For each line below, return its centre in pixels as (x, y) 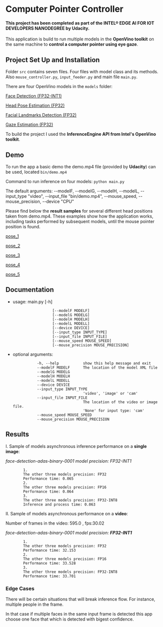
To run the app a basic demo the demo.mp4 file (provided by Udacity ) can (81, 167)
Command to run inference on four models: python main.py (65, 182)
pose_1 (12, 236)
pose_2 (13, 246)
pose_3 (13, 255)
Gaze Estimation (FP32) (29, 125)
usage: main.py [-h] (33, 302)
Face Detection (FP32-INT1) (34, 96)
